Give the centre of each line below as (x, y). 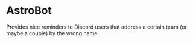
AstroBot (29, 10)
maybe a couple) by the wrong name (52, 33)
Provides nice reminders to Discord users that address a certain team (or (96, 27)
